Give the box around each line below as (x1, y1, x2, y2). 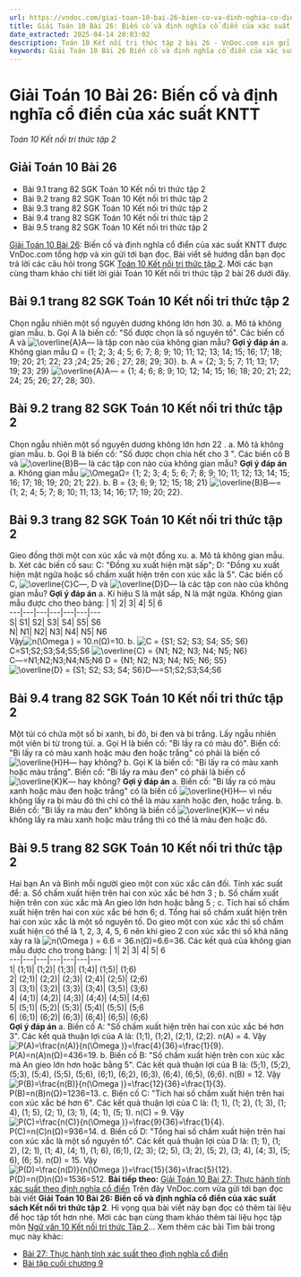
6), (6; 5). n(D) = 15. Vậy (9, 1154, 98, 1165)
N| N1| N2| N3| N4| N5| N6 (9, 626, 107, 637)
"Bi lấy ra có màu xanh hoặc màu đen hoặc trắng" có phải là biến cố (9, 748, 261, 758)
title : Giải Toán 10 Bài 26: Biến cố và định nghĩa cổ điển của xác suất (9, 22, 291, 31)
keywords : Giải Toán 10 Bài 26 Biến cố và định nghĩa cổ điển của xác (9, 47, 279, 56)
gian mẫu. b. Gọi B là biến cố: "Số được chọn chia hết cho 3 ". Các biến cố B (9, 448, 290, 459)
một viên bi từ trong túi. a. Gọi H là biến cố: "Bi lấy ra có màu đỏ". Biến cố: (9, 738, 281, 749)
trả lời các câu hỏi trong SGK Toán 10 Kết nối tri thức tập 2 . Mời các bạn (9, 258, 273, 269)
